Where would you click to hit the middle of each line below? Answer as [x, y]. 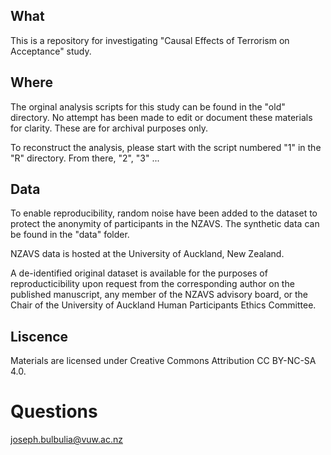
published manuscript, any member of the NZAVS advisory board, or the [159, 295]
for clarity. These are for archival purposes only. [109, 128]
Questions [54, 411]
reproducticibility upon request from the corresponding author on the [152, 284]
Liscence [39, 336]
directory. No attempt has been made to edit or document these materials [161, 117]
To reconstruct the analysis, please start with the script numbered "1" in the [166, 147]
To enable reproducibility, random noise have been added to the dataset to [164, 213]
